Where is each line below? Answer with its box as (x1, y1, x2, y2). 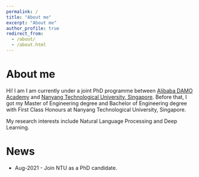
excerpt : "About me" (6, 20, 57, 26)
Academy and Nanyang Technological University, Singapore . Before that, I (6, 93, 187, 100)
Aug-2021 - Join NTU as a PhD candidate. (14, 164, 117, 171)
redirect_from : (6, 31, 44, 37)
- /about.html (11, 42, 46, 48)
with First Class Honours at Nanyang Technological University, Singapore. (6, 106, 187, 113)
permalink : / (6, 8, 38, 15)
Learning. (6, 124, 30, 131)
